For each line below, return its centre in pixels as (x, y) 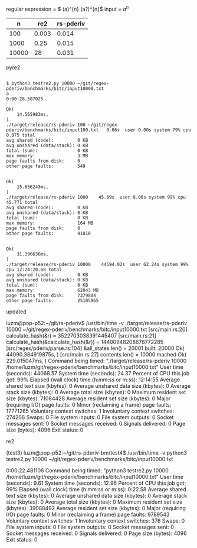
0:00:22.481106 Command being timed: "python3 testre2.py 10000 (88, 470)
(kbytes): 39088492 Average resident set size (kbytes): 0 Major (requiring (96, 508)
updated (16, 312)
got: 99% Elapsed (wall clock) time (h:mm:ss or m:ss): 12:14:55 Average (93, 380)
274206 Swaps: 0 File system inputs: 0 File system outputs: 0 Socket (90, 417)
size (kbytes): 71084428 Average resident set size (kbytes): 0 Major (88, 398)
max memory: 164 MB (50, 223)
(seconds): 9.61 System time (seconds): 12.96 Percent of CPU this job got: (96, 483)
